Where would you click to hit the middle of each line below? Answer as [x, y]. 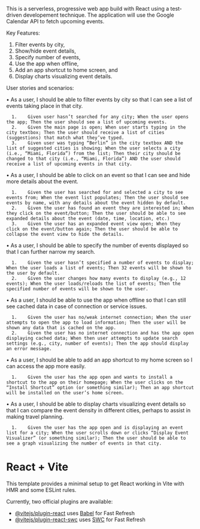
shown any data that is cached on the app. [61, 328]
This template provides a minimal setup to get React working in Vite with [95, 484]
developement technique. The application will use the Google [99, 15]
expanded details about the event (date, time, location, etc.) [88, 218]
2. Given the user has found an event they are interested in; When [103, 208]
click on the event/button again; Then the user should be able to [92, 229]
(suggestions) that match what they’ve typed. [65, 138]
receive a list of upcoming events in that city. [69, 164]
